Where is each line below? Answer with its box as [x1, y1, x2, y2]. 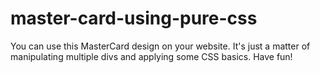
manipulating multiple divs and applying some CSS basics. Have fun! [10, 50, 293, 62]
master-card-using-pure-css [10, 7, 258, 30]
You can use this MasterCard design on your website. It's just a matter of [10, 40, 311, 52]
